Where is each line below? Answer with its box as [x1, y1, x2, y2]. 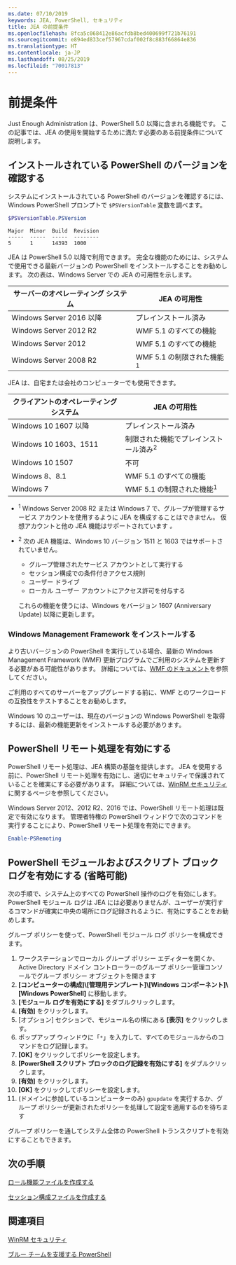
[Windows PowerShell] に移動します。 [18, 989, 131, 998]
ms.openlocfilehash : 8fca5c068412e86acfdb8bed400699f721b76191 [8, 29, 197, 37]
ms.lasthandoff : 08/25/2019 [8, 56, 90, 63]
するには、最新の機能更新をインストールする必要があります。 [8, 720, 186, 728]
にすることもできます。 [8, 1135, 76, 1144]
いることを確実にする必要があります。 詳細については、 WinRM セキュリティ [8, 780, 228, 789]
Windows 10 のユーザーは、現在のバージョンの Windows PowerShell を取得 [8, 712, 225, 720]
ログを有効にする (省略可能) [8, 869, 128, 881]
